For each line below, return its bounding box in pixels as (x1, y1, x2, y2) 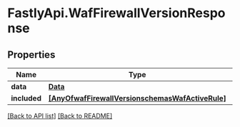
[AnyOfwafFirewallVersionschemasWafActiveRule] (48, 93, 226, 103)
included (11, 93, 41, 103)
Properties (7, 49, 56, 61)
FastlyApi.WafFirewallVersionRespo (7, 5, 226, 21)
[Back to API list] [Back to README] (7, 112, 113, 120)
